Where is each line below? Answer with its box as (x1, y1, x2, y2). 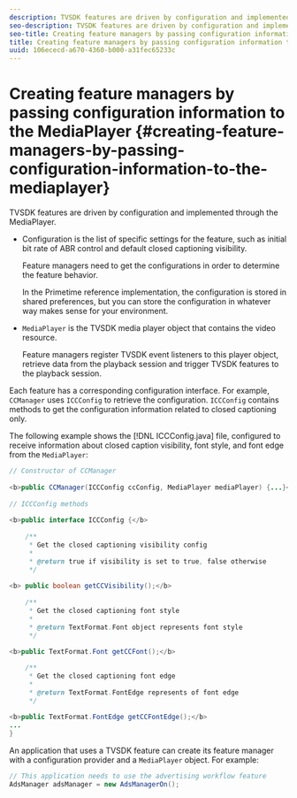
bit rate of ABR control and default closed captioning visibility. (21, 243, 247, 254)
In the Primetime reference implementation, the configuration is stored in (21, 287, 287, 297)
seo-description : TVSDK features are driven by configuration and (9, 21, 259, 30)
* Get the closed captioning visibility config (28, 541, 208, 549)
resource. (21, 333, 57, 343)
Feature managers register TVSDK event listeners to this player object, (21, 349, 279, 360)
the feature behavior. (21, 270, 99, 280)
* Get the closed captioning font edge (28, 671, 176, 681)
